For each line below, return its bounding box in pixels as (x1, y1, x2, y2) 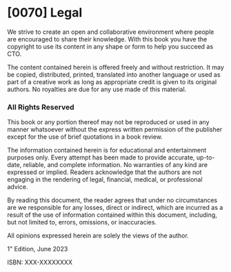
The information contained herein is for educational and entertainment (7, 146, 207, 155)
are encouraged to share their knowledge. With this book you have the (7, 35, 208, 43)
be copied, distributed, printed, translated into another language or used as (7, 70, 221, 79)
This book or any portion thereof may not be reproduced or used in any (7, 118, 210, 126)
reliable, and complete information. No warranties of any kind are (23, 161, 208, 169)
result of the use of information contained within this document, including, (7, 211, 217, 219)
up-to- (196, 153, 215, 162)
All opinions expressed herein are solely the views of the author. (7, 231, 190, 240)
